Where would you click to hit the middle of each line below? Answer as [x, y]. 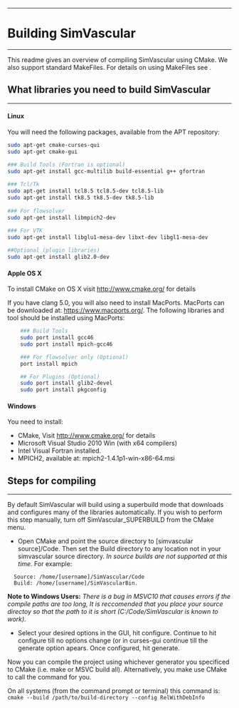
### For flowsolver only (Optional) [75, 357]
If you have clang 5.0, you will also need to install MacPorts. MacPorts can [116, 303]
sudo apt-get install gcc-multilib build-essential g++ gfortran [106, 171]
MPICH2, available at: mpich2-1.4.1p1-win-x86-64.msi [96, 458]
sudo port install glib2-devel [67, 383]
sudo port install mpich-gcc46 [67, 344]
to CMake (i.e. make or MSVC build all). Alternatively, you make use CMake [117, 669]
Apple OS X [25, 273]
